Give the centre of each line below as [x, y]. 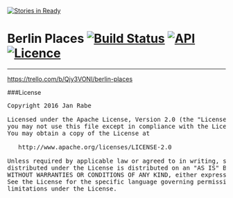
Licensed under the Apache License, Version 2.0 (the [101, 119]
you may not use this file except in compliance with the [108, 126]
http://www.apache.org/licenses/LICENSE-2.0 [95, 147]
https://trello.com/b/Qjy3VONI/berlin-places [70, 79]
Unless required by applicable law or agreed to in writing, [113, 161]
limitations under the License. [62, 188]
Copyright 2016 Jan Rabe [49, 105]
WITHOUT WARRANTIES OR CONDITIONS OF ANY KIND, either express [117, 174]
